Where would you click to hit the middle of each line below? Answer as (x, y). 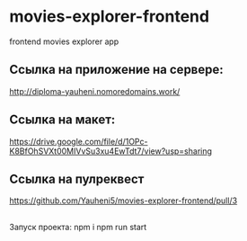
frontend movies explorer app (64, 41)
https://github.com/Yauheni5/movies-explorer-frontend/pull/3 (123, 201)
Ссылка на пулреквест (77, 179)
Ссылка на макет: (62, 120)
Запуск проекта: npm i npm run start (78, 227)
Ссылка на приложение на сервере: (116, 70)
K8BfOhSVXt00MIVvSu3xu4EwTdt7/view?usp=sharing (111, 151)
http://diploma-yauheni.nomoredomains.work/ (95, 91)
